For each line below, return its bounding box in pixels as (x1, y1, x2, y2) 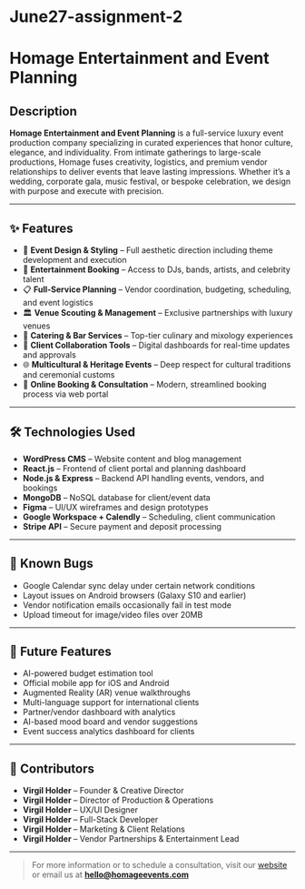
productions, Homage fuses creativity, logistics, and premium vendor (9, 157, 268, 167)
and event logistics (22, 298, 93, 308)
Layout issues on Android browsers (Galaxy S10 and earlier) (22, 590, 247, 601)
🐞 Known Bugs (9, 556, 93, 571)
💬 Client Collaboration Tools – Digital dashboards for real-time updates (22, 339, 290, 350)
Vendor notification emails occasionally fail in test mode (22, 599, 231, 611)
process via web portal (22, 389, 109, 399)
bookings (22, 482, 58, 493)
